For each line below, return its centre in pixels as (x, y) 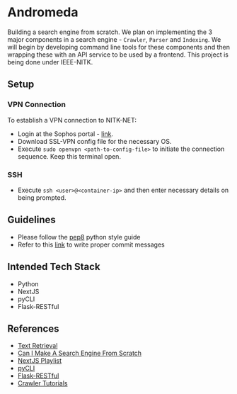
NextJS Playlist (40, 361)
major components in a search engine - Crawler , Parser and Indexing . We (114, 39)
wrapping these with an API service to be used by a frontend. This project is (118, 55)
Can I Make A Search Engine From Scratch (80, 353)
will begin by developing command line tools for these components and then (118, 47)
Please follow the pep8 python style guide (79, 237)
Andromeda (43, 12)
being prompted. (42, 197)
